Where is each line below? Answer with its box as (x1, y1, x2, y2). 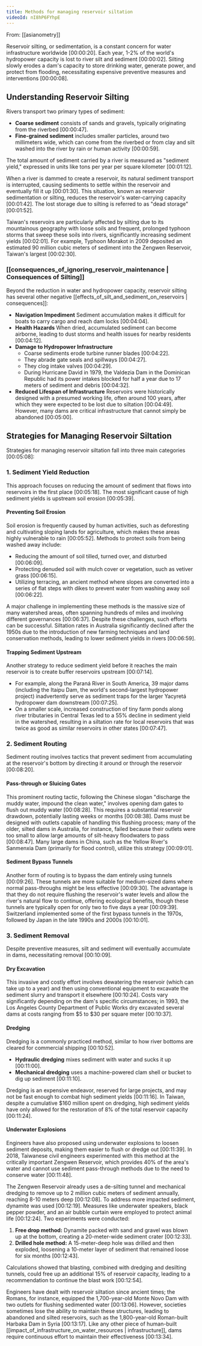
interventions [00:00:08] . (6, 75, 69, 82)
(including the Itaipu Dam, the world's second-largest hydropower (14, 687, 179, 694)
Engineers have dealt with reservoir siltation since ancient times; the (6, 1288, 176, 1295)
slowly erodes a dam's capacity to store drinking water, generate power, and (6, 61, 196, 69)
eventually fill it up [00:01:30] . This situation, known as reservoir (6, 188, 165, 195)
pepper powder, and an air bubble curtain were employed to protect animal (6, 1208, 192, 1215)
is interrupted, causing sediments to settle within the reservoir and (6, 181, 171, 188)
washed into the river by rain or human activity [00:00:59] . (14, 145, 161, 152)
